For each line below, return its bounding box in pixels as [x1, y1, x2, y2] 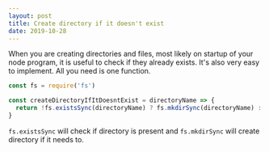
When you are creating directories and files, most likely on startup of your [8, 49, 254, 59]
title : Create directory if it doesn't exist [8, 19, 164, 27]
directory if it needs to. [8, 134, 85, 144]
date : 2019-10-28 [8, 27, 67, 35]
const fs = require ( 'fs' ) [8, 82, 95, 90]
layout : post [8, 11, 53, 20]
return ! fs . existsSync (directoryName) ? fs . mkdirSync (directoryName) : [15, 104, 263, 112]
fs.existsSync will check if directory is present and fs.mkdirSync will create [8, 126, 260, 136]
